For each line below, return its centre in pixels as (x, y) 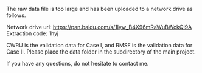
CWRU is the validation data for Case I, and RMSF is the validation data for (99, 45)
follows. (16, 15)
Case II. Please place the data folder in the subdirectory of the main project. (101, 52)
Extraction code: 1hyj (33, 33)
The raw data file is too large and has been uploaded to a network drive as (99, 9)
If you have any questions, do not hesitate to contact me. (78, 64)
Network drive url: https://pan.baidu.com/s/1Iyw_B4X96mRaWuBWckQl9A (99, 27)
